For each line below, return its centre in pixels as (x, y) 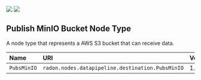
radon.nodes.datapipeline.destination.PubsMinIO (113, 68)
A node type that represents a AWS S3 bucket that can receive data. (90, 43)
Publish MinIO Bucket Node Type (69, 29)
